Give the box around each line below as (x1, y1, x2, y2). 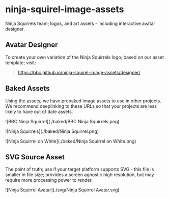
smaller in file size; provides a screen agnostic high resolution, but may (5, 172, 154, 178)
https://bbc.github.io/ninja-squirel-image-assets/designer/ (17, 69, 141, 75)
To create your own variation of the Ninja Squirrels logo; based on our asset (5, 54, 164, 60)
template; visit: (5, 60, 37, 66)
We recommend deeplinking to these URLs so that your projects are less (5, 103, 157, 109)
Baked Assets (5, 84, 50, 93)
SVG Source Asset (5, 153, 65, 161)
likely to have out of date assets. (5, 108, 73, 115)
